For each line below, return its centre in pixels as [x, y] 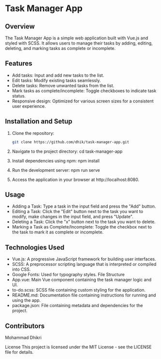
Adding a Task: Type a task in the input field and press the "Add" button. [84, 206]
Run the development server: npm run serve [56, 170]
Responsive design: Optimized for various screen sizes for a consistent [83, 101]
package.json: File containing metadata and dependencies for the [77, 306]
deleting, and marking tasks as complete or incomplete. [60, 48]
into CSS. [21, 269]
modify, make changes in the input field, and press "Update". [73, 217]
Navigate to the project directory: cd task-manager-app [67, 151]
